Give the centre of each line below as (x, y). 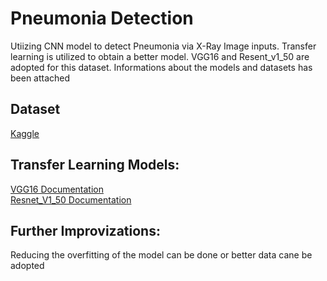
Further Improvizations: (85, 230)
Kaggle (25, 133)
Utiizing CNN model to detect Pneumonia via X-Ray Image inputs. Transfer (163, 46)
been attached (40, 78)
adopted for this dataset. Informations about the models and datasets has (161, 67)
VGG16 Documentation (57, 189)
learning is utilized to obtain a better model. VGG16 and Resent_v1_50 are (160, 56)
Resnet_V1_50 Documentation (71, 199)
